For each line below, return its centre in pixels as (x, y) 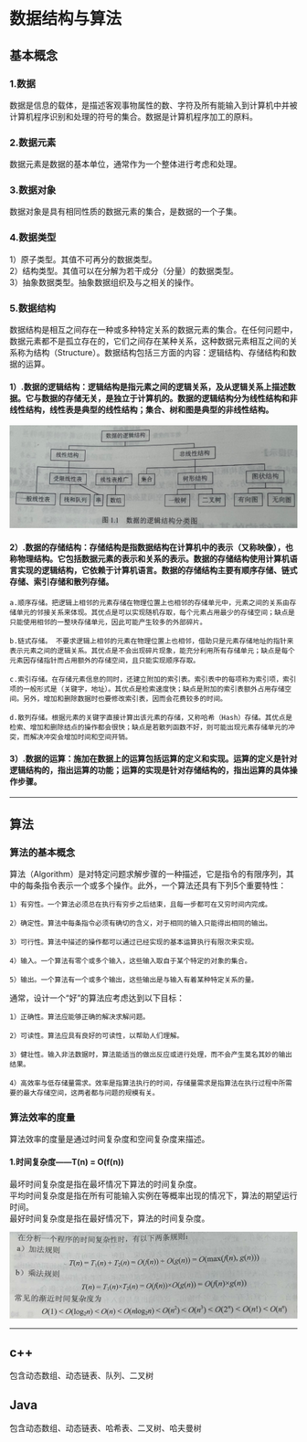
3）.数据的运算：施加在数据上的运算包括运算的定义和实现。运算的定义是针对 (153, 758)
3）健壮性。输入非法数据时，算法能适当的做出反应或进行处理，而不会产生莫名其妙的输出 (151, 1055)
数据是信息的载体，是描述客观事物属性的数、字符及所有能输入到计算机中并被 (153, 105)
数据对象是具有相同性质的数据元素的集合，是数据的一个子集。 (126, 212)
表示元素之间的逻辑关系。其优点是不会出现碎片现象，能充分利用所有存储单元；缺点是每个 (152, 651)
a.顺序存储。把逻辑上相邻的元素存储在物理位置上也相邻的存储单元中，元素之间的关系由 (149, 603)
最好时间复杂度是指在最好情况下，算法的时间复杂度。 (110, 1218)
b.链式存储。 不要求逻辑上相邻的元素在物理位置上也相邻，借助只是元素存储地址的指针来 (152, 641)
